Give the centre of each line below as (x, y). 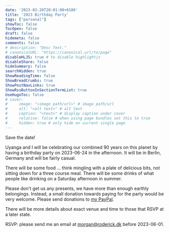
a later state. (18, 214)
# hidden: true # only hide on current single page (65, 123)
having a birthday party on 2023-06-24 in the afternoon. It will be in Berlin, (83, 152)
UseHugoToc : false (25, 95)
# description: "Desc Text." (36, 48)
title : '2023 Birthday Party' (37, 15)
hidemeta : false (22, 38)
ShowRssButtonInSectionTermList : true (46, 90)
